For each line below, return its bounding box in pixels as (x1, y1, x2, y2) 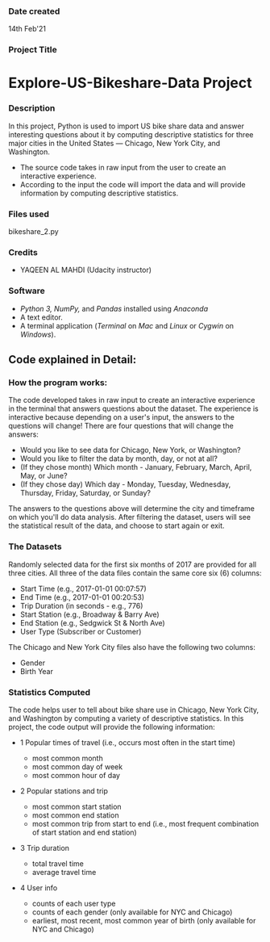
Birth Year (19, 666, 54, 676)
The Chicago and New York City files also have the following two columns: (8, 642, 256, 651)
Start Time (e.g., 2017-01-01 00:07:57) (19, 584, 147, 593)
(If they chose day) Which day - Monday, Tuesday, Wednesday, (19, 479, 231, 489)
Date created (8, 6, 60, 17)
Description (8, 103, 56, 114)
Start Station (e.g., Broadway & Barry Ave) (19, 609, 160, 619)
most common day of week (31, 761, 123, 772)
